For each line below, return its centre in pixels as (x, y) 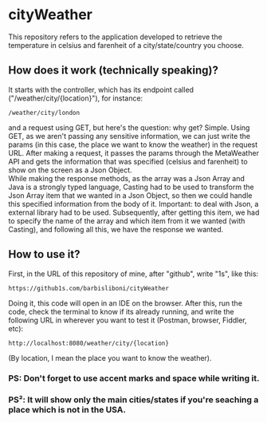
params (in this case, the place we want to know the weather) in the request (133, 144)
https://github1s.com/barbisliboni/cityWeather (89, 288)
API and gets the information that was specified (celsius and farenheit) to (128, 161)
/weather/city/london (44, 113)
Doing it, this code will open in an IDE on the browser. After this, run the (126, 303)
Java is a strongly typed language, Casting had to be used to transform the (131, 187)
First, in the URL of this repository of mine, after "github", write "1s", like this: (133, 274)
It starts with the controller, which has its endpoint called (101, 89)
